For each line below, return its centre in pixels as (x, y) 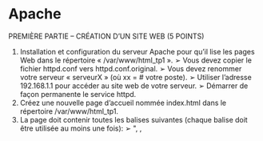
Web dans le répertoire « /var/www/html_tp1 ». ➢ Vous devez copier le (135, 60)
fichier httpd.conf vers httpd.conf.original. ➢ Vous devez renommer (131, 68)
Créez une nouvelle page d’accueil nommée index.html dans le (123, 103)
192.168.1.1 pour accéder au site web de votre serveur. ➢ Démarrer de (134, 86)
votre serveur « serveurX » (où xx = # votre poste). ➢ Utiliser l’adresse (135, 77)
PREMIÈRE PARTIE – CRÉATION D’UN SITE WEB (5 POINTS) (106, 36)
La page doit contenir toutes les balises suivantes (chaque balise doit (133, 119)
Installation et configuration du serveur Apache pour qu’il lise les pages (137, 51)
